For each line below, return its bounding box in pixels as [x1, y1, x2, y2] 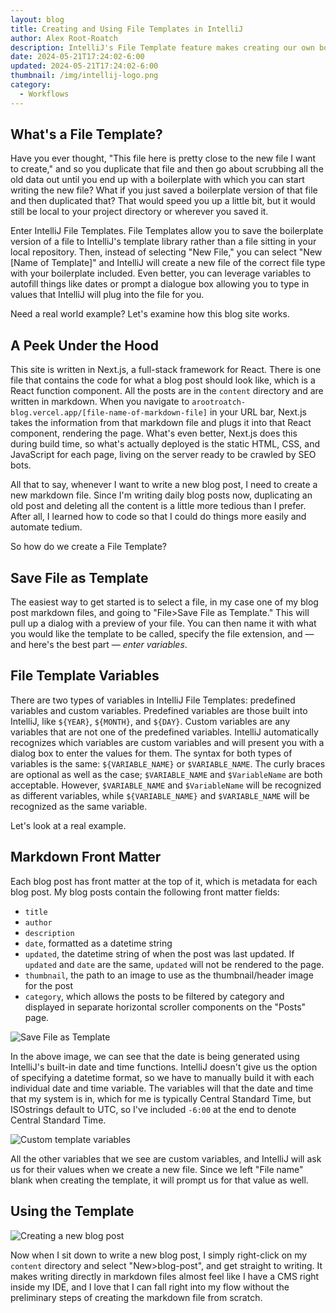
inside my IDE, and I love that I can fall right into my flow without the [10, 1281, 290, 1293]
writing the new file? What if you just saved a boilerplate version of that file [10, 184, 318, 196]
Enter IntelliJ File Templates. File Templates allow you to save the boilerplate [10, 225, 324, 237]
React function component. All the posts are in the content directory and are [10, 385, 324, 397]
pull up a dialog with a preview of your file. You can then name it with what [10, 617, 317, 630]
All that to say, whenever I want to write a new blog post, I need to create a [10, 479, 318, 491]
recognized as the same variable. [10, 800, 148, 812]
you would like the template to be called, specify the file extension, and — [10, 628, 315, 640]
